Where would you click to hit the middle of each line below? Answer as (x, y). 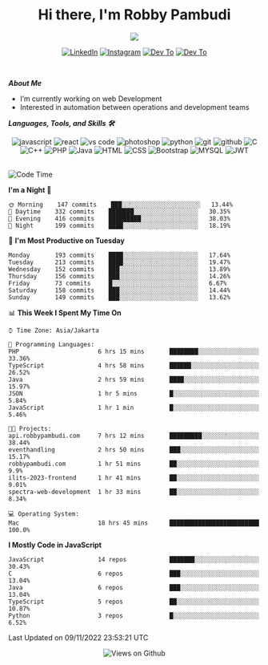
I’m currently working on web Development (91, 99)
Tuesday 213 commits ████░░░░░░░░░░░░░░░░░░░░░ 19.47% (119, 262)
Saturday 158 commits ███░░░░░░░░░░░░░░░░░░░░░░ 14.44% (119, 290)
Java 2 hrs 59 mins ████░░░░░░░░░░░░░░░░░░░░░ (134, 379)
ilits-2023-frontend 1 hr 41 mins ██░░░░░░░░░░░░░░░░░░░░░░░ (134, 478)
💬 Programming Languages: (51, 344)
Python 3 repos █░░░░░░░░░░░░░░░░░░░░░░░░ (134, 615)
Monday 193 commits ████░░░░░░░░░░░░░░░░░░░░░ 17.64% (119, 255)
